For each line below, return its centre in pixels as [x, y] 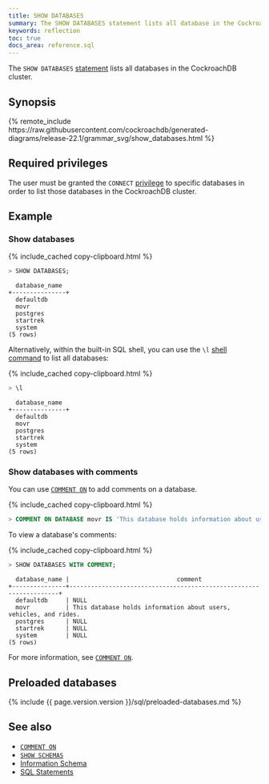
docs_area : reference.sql [51, 46]
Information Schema [53, 763]
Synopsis [32, 102]
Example [30, 217]
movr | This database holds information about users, [123, 608]
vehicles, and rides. [44, 615]
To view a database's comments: [63, 535]
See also [30, 727]
